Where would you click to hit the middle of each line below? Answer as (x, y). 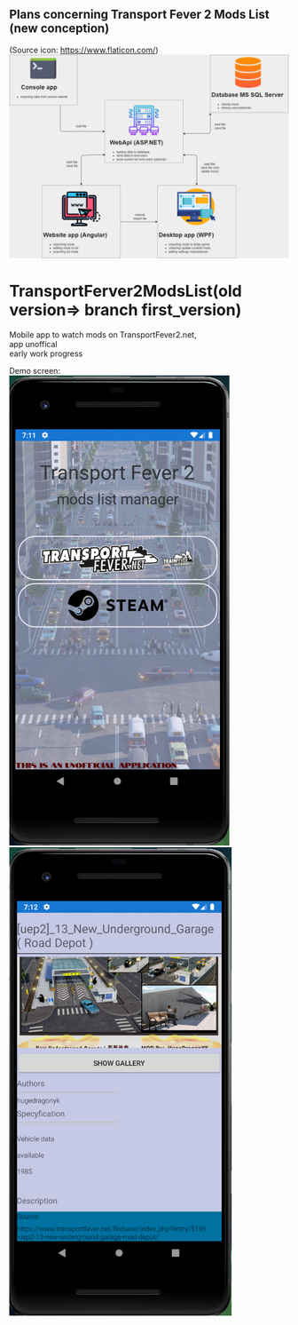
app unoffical (33, 344)
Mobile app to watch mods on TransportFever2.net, (103, 334)
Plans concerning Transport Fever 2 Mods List (139, 15)
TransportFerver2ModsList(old (125, 291)
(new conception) (59, 29)
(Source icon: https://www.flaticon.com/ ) (84, 50)
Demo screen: (35, 370)
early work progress (46, 353)
